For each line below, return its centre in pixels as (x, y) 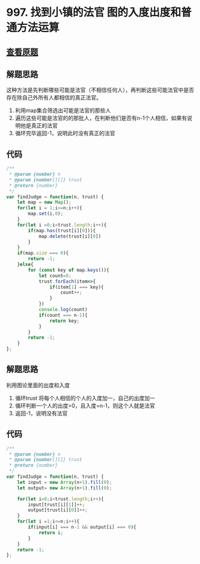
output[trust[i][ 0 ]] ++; (58, 510)
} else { (25, 264)
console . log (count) (63, 310)
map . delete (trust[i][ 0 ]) (70, 236)
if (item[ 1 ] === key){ (76, 287)
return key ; (64, 321)
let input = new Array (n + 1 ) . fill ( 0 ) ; (65, 482)
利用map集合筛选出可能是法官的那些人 (63, 110)
